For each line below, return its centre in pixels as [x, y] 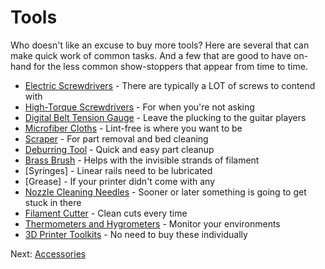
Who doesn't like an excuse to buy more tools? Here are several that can [160, 45]
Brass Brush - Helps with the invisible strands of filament [142, 160]
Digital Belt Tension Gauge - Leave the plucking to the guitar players [165, 117]
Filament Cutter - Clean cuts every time [106, 213]
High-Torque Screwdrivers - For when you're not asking [139, 107]
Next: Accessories [48, 253]
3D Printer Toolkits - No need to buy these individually [136, 234]
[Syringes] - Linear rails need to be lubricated [118, 170]
